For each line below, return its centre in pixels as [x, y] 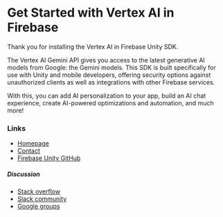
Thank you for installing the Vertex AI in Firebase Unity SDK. [93, 46]
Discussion [24, 174]
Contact [28, 151]
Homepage [33, 144]
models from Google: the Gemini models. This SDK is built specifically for [111, 67]
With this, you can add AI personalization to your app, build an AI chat [107, 96]
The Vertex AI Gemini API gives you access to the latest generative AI [106, 60]
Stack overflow [39, 191]
